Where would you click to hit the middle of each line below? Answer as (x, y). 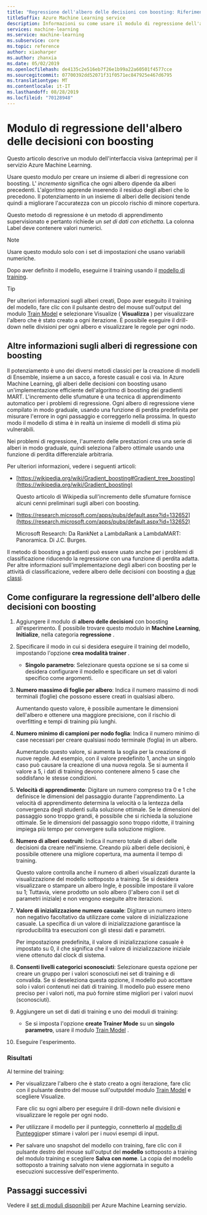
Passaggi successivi (47, 1191)
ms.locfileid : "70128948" (40, 98)
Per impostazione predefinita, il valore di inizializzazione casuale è (100, 942)
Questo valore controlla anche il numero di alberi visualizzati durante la (105, 873)
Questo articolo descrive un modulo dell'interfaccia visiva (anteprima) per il (102, 158)
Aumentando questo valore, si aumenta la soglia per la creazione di (101, 752)
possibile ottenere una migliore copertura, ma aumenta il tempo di (99, 854)
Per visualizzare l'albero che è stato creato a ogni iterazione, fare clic (103, 1083)
